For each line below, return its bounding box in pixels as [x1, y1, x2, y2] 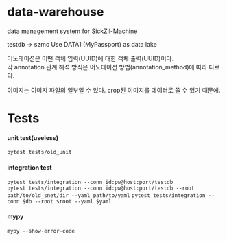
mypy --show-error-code [7, 227, 75, 234]
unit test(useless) [7, 133, 59, 141]
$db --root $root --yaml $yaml [22, 198, 112, 205]
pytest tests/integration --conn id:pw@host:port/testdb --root [7, 185, 195, 192]
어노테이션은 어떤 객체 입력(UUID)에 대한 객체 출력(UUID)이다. [7, 54, 174, 62]
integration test [7, 163, 53, 172]
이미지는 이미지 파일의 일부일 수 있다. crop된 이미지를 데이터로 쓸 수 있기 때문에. [7, 86, 221, 94]
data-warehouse [7, 4, 104, 20]
